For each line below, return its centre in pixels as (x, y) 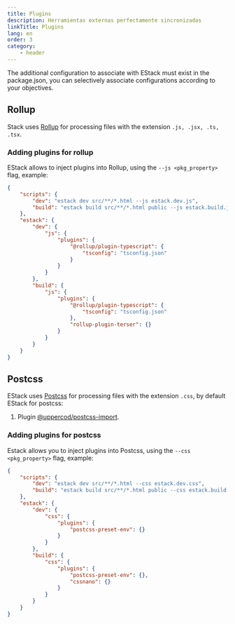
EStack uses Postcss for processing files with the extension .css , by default (116, 396)
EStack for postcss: (35, 403)
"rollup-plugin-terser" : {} (111, 325)
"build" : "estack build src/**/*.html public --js (108, 208)
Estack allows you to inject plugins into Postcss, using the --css (99, 450)
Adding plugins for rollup (50, 152)
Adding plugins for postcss (54, 435)
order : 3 (20, 40)
